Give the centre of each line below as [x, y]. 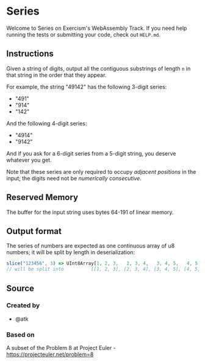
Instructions [30, 54]
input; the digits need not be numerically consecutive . [74, 178]
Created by [23, 305]
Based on [20, 335]
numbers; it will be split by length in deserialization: [71, 252]
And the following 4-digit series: [47, 123]
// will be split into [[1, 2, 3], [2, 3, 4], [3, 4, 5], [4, [99, 269]
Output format [34, 231]
